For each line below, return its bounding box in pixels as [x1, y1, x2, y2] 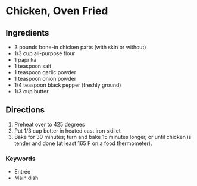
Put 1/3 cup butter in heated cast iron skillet [14, 127, 121, 134]
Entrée [14, 168, 31, 175]
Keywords [5, 155, 36, 163]
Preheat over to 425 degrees [14, 121, 85, 128]
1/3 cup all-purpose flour [14, 50, 76, 57]
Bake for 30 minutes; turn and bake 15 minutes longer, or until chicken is [14, 133, 192, 140]
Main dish [14, 174, 39, 182]
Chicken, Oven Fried [5, 4, 108, 18]
